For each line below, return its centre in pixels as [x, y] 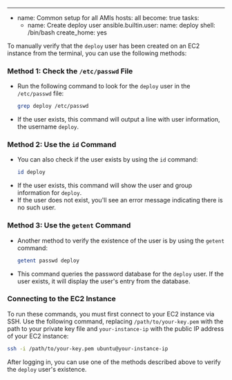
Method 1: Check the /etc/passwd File [70, 71]
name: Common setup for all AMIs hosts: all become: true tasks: [108, 18]
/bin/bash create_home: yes [67, 32]
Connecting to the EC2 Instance [61, 299]
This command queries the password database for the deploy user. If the [120, 274]
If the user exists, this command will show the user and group [105, 186]
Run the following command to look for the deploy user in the [104, 86]
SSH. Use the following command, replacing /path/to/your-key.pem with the [115, 321]
